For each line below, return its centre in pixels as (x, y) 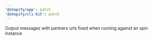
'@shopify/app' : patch (28, 10)
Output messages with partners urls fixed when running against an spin (76, 28)
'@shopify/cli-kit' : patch (32, 14)
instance (14, 33)
